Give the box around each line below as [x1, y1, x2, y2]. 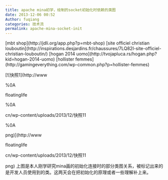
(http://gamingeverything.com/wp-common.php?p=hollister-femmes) [5, 62, 150, 68]
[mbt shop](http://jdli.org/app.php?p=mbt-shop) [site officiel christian [5, 40, 150, 46]
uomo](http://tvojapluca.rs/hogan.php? [76, 51, 157, 57]
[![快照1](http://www [5, 72, 47, 78]
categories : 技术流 [5, 21, 44, 27]
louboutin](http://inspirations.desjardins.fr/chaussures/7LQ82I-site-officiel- [5, 46, 161, 52]
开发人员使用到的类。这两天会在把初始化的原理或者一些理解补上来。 [9, 169, 151, 175]
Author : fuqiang [5, 17, 39, 22]
